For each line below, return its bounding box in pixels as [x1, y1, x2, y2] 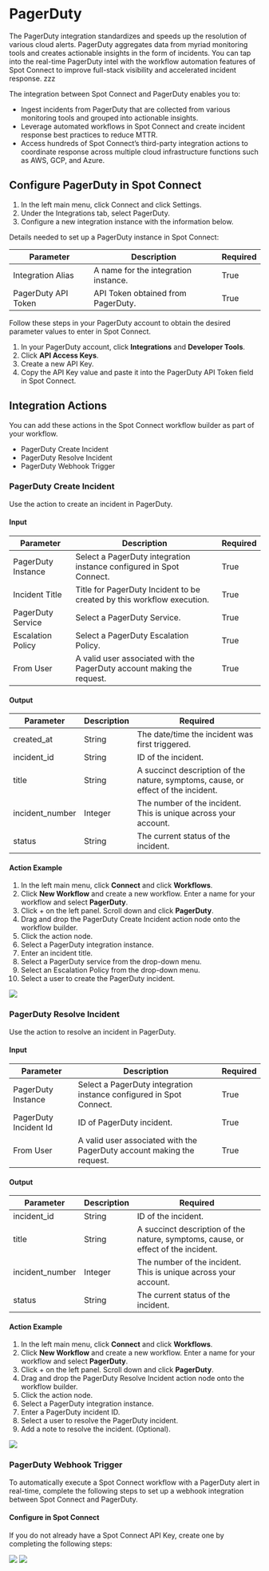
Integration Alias [13, 269, 74, 280]
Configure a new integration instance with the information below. [20, 216, 234, 226]
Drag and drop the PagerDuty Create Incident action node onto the [20, 915, 240, 924]
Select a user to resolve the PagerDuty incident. [20, 1416, 179, 1426]
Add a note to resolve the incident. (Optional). [20, 1424, 171, 1434]
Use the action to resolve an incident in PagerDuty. [9, 1027, 176, 1036]
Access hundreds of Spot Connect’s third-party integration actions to [20, 138, 248, 148]
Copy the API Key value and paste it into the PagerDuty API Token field [20, 367, 254, 377]
